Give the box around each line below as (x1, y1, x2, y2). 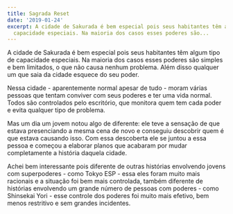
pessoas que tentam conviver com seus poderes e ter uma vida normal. (7, 91, 213, 100)
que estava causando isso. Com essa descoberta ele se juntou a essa (7, 134, 207, 143)
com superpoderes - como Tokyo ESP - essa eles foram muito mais (7, 170, 200, 178)
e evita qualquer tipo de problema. (7, 106, 105, 114)
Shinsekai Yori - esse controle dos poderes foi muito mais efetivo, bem (7, 192, 209, 200)
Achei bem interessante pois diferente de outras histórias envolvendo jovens (7, 162, 226, 170)
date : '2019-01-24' (7, 17, 64, 24)
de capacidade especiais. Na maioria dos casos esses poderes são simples (7, 56, 223, 64)
